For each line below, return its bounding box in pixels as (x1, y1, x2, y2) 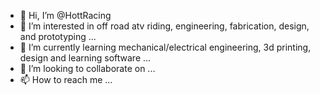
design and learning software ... (19, 52, 152, 64)
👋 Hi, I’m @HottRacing (19, 10, 112, 21)
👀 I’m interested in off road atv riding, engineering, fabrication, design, (19, 20, 310, 32)
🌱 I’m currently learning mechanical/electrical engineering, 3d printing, (19, 41, 312, 53)
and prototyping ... (19, 31, 97, 42)
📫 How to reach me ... (19, 74, 113, 85)
